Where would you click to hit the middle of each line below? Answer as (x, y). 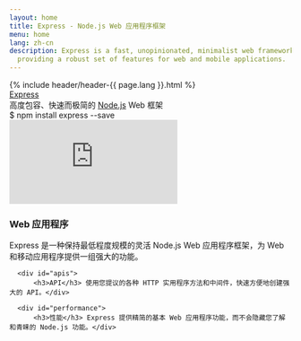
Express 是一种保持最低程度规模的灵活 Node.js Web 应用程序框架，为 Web (147, 245)
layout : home (34, 17)
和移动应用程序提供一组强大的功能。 (76, 257)
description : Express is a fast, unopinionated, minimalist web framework (152, 51)
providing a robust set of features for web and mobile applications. (152, 59)
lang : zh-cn (31, 43)
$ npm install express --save (62, 115)
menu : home (30, 34)
